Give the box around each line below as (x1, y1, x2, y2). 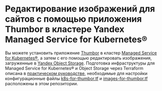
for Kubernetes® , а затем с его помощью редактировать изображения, (5, 55, 152, 61)
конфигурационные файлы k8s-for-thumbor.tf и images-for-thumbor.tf (5, 76, 148, 81)
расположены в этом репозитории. (5, 80, 79, 86)
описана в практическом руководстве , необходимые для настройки (5, 70, 148, 76)
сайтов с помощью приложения (5, 13, 142, 25)
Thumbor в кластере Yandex (5, 24, 125, 35)
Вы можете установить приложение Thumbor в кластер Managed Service (5, 50, 157, 56)
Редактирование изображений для (5, 3, 155, 14)
